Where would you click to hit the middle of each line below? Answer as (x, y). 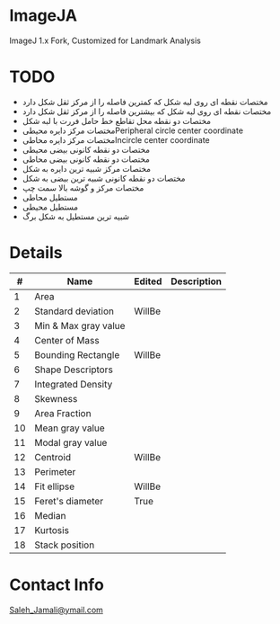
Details (36, 253)
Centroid (53, 457)
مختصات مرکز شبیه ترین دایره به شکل (86, 168)
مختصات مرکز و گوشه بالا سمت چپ (83, 187)
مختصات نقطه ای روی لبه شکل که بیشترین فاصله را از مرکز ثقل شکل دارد (147, 111)
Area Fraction (63, 413)
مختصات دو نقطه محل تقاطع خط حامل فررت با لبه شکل (117, 120)
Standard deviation (74, 311)
